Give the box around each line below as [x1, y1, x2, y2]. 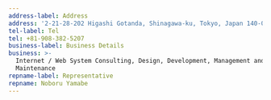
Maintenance [15, 65, 56, 73]
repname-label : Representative [8, 72, 114, 80]
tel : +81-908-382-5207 [8, 34, 85, 43]
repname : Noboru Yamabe [8, 79, 89, 87]
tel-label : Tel [8, 27, 60, 35]
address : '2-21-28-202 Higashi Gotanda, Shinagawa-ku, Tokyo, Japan [8, 19, 244, 27]
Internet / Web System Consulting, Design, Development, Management [15, 57, 251, 65]
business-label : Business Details [8, 42, 125, 50]
